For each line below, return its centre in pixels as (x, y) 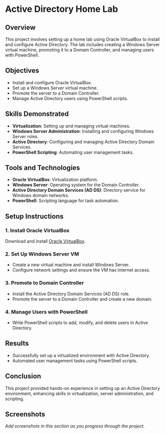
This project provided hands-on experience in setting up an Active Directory (82, 388)
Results (17, 344)
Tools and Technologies (43, 168)
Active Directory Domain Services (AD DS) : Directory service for (79, 190)
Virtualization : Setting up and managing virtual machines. (71, 126)
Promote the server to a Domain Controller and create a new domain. (82, 299)
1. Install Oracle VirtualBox (38, 230)
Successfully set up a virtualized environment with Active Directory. (81, 355)
